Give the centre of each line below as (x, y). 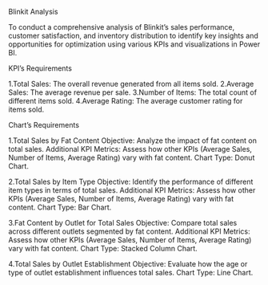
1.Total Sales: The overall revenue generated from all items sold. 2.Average (131, 84)
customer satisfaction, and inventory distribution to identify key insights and (133, 36)
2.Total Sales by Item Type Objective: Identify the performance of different (131, 181)
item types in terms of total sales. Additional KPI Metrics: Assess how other (132, 190)
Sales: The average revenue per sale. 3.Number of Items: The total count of (133, 92)
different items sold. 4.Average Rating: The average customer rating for (126, 101)
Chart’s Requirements (44, 125)
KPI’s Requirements (40, 68)
